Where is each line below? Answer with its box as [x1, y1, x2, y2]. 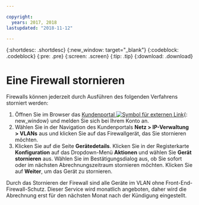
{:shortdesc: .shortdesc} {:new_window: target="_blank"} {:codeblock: [6, 46, 179, 53]
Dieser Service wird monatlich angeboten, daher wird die [47, 185, 187, 193]
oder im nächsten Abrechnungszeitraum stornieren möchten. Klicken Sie [14, 162, 193, 169]
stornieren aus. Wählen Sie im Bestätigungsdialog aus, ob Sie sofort [14, 155, 182, 162]
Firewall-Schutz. [6, 185, 46, 193]
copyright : [6, 14, 33, 20]
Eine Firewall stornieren [6, 74, 125, 87]
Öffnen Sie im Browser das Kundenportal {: [14, 111, 188, 118]
